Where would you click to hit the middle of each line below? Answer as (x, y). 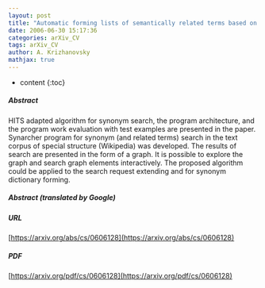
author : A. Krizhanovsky (49, 52)
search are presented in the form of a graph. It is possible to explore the (126, 154)
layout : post (30, 15)
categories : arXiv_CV (44, 38)
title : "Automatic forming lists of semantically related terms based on (133, 23)
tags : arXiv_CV (33, 45)
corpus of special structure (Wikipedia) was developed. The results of (122, 146)
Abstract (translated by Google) (62, 198)
